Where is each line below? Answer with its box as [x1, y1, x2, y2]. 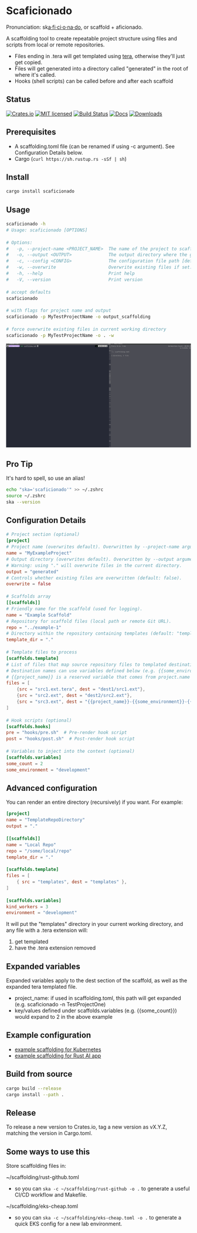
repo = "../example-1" [6, 624, 62, 631]
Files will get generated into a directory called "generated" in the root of [14, 65, 189, 72]
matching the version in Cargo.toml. [6, 1130, 93, 1137]
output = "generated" [6, 568, 59, 575]
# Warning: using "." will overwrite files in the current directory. [6, 562, 182, 568]
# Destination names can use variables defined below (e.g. [6, 668, 157, 673]
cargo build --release [6, 1085, 62, 1091]
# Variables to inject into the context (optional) [6, 749, 135, 754]
